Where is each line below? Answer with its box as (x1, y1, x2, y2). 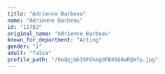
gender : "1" (7, 43, 42, 50)
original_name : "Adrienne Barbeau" (7, 30, 112, 37)
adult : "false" (7, 50, 52, 57)
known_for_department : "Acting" (7, 37, 102, 44)
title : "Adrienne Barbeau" (7, 10, 86, 18)
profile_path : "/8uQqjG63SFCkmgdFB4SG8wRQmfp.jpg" (7, 56, 159, 63)
